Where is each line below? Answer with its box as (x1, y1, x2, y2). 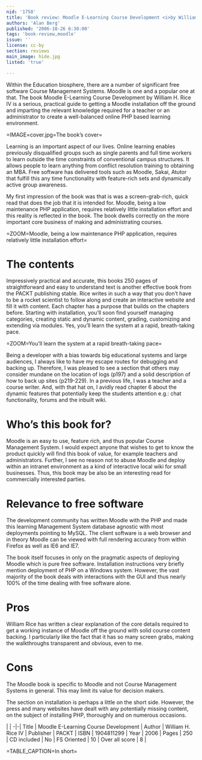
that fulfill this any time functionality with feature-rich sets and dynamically (6, 175, 191, 182)
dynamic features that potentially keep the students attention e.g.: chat (6, 390, 182, 397)
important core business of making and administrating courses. (6, 218, 164, 226)
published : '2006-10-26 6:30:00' (6, 25, 90, 32)
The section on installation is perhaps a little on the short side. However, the (6, 699, 194, 706)
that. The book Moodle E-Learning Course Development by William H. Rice (6, 94, 191, 101)
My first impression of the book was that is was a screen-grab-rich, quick (6, 193, 189, 200)
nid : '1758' (6, 8, 36, 15)
